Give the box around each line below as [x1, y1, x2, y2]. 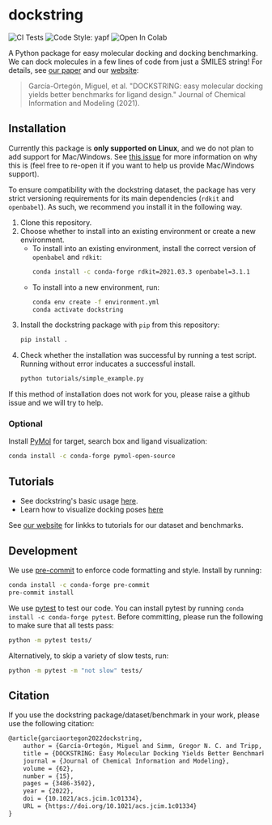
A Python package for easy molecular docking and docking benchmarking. [8, 48, 258, 57]
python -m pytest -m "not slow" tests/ [8, 666, 143, 674]
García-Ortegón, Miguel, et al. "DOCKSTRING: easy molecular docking [28, 81, 263, 91]
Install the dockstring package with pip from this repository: [19, 320, 220, 330]
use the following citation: [8, 719, 95, 729]
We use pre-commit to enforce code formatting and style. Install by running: [8, 565, 262, 575]
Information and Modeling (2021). [28, 98, 140, 108]
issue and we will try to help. [8, 398, 104, 408]
